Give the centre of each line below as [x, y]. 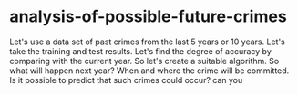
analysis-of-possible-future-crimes [148, 17]
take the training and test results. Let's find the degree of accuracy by [140, 51]
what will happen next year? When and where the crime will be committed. [149, 70]
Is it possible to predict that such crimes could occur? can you [126, 80]
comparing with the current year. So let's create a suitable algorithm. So [144, 61]
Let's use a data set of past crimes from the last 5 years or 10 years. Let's [147, 42]
